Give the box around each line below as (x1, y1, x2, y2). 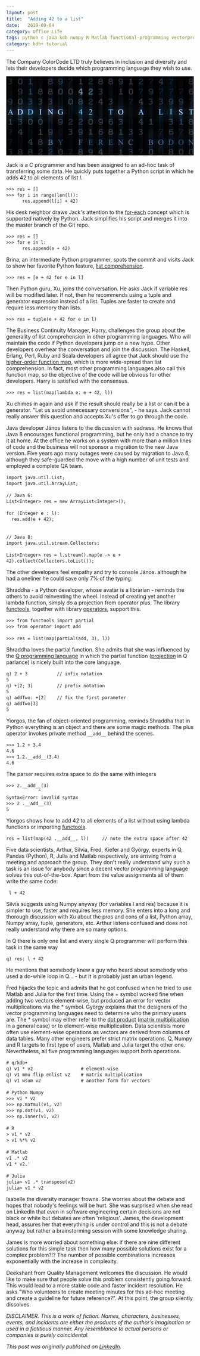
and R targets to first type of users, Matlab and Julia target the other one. (6, 1041, 186, 1048)
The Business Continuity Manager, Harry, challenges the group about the (6, 327, 186, 334)
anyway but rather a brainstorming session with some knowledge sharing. (6, 1227, 187, 1234)
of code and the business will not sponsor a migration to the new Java (6, 443, 179, 450)
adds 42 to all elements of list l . (6, 173, 83, 181)
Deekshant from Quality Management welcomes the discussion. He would (6, 1269, 187, 1276)
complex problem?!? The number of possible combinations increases (6, 1251, 176, 1258)
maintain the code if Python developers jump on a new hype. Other (6, 339, 171, 346)
